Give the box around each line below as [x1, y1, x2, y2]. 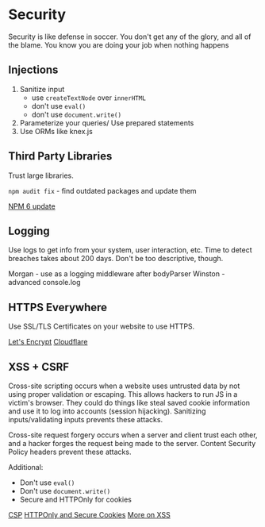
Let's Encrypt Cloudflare [8, 337, 88, 347]
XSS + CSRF [8, 360, 70, 374]
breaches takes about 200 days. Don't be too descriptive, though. [8, 254, 224, 263]
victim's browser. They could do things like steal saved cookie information [8, 398, 250, 407]
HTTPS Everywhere [8, 300, 108, 314]
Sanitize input [19, 84, 65, 94]
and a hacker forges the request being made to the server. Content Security [8, 439, 256, 448]
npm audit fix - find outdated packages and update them [8, 186, 197, 195]
